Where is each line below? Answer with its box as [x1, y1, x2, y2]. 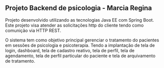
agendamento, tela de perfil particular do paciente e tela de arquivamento [5, 53, 156, 59]
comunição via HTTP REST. [5, 27, 61, 34]
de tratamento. [5, 58, 36, 64]
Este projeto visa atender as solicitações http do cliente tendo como [5, 22, 144, 28]
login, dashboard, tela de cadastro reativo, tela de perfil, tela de [5, 47, 135, 53]
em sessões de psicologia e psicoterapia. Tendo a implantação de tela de [5, 42, 155, 48]
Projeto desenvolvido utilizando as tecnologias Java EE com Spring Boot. [5, 17, 155, 23]
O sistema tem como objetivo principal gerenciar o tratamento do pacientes [5, 37, 160, 43]
